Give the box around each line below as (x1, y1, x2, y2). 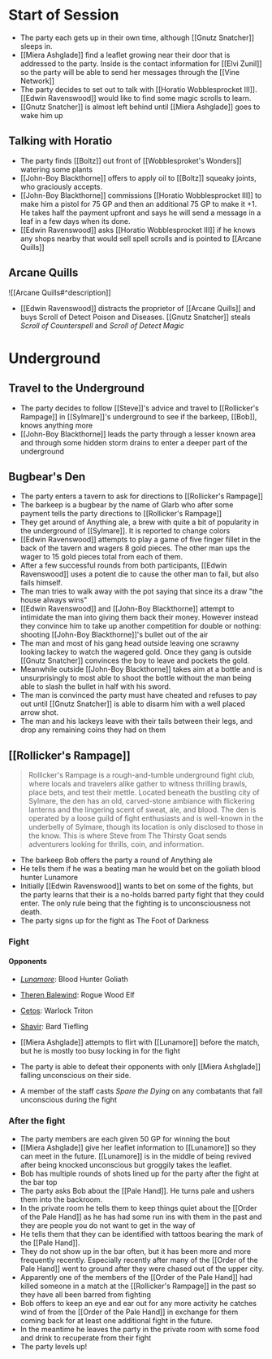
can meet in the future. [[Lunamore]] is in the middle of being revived (19, 1151, 252, 1161)
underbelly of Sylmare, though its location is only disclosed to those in (28, 822, 264, 832)
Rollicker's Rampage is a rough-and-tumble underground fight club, (28, 770, 256, 780)
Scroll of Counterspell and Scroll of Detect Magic (19, 320, 185, 331)
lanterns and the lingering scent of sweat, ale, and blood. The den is (28, 804, 257, 815)
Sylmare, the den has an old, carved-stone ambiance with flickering (28, 796, 256, 806)
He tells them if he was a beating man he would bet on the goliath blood (19, 864, 261, 874)
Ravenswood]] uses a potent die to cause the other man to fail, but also (19, 569, 260, 579)
